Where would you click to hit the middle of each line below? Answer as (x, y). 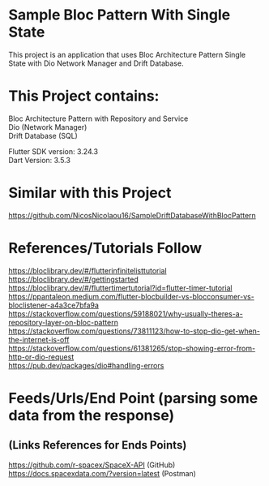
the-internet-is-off (39, 339)
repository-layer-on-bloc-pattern (64, 322)
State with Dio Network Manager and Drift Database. (96, 63)
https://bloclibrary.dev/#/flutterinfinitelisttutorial (88, 270)
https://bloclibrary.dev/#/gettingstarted (74, 279)
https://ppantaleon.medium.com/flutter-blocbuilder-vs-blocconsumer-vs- (132, 296)
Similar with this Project (90, 193)
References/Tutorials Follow (105, 248)
